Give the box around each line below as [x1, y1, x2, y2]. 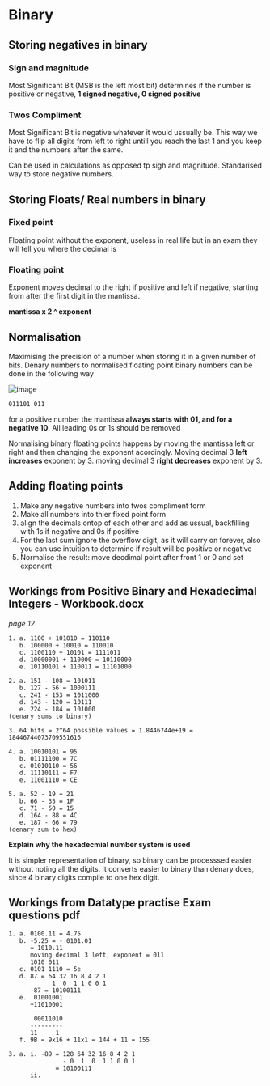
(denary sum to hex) [8, 825, 78, 834]
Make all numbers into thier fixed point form [19, 509, 167, 519]
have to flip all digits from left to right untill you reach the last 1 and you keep [8, 136, 263, 146]
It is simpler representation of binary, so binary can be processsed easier [8, 855, 252, 865]
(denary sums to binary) [8, 712, 92, 720]
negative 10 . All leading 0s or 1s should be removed [8, 422, 181, 432]
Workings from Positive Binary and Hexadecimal [8, 584, 257, 598]
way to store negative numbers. [8, 169, 114, 179]
